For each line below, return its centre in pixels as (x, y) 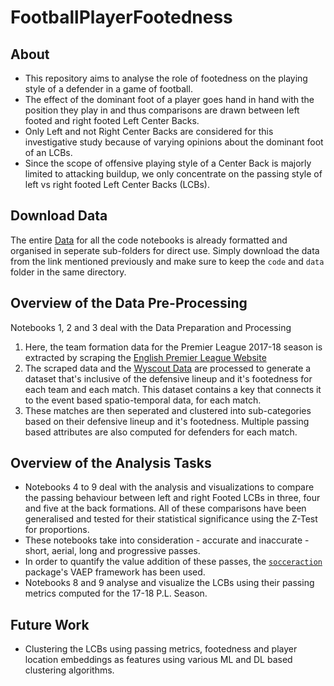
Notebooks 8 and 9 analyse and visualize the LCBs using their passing (169, 583)
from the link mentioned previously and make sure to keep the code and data (167, 261)
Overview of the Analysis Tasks (111, 463)
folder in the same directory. (68, 272)
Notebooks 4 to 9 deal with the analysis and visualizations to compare (169, 487)
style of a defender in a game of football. (108, 89)
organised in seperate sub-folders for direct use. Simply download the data (165, 250)
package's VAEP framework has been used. (115, 572)
